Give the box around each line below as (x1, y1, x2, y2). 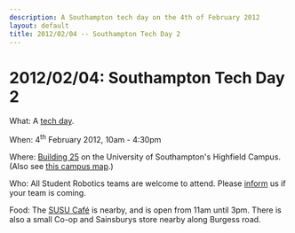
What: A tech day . (9, 116, 75, 127)
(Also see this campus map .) (9, 160, 114, 171)
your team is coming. (9, 187, 86, 198)
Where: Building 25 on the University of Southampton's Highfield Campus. (9, 151, 282, 162)
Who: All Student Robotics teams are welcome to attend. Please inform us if (9, 178, 286, 189)
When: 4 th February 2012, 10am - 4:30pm (9, 133, 162, 144)
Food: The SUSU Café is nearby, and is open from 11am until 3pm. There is (9, 205, 282, 215)
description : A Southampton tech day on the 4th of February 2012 (9, 12, 260, 22)
